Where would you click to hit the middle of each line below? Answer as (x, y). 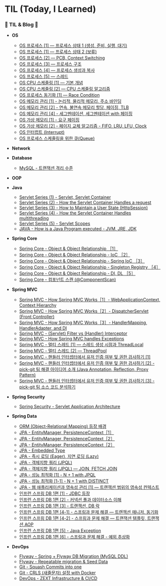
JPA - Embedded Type (42, 451)
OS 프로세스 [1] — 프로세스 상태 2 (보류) (58, 52)
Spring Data (24, 416)
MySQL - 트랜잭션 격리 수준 (46, 168)
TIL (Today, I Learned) (50, 9)
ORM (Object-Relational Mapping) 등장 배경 (63, 426)
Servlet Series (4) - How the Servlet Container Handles (75, 213)
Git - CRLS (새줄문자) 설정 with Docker (57, 573)
